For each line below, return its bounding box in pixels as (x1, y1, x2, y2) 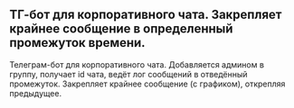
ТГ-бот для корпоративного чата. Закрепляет (9, 7, 282, 22)
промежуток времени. (9, 35, 147, 50)
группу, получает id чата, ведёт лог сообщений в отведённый (9, 68, 248, 79)
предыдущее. (9, 87, 62, 98)
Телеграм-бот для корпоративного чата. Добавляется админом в (9, 58, 265, 70)
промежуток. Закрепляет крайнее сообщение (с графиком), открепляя (9, 78, 286, 89)
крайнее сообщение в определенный (9, 22, 233, 37)
